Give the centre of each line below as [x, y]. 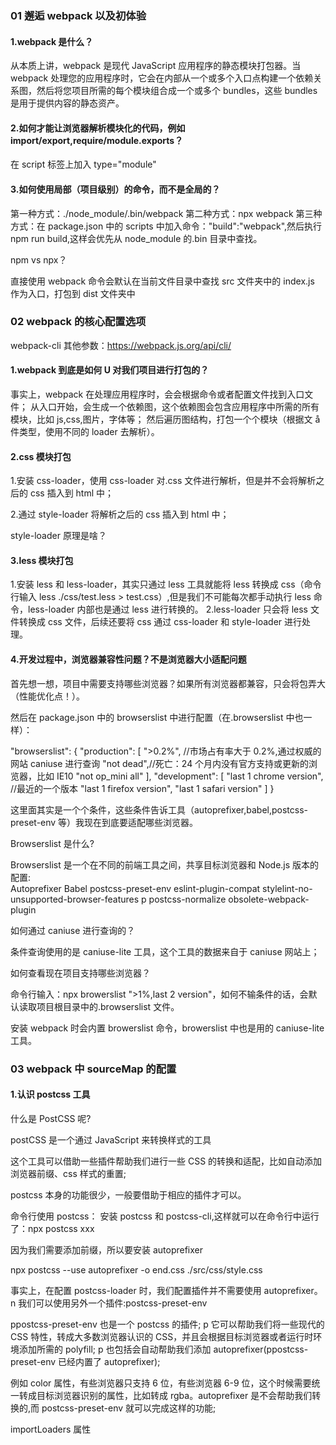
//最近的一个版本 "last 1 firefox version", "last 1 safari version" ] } [142, 788]
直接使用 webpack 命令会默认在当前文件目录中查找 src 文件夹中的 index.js [162, 281]
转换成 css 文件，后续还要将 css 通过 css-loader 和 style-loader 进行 [160, 622]
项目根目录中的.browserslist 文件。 [108, 1006]
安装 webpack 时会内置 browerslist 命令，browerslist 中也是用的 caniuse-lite [167, 1028]
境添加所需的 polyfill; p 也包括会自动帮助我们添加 [111, 1349]
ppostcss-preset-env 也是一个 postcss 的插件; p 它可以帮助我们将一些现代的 [167, 1324]
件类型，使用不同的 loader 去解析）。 [85, 432]
